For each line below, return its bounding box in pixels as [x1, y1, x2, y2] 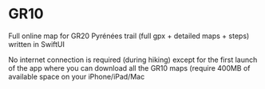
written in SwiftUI [8, 39, 65, 48]
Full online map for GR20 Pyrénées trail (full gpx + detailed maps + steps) [8, 31, 250, 41]
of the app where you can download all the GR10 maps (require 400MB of [8, 63, 251, 72]
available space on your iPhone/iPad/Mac [8, 72, 145, 81]
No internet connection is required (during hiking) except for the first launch [8, 55, 258, 64]
